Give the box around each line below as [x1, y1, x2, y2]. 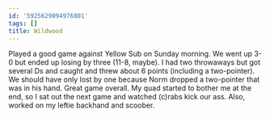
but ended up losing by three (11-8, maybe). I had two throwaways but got [15, 57, 261, 67]
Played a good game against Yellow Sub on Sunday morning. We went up [8, 49, 253, 59]
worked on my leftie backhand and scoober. [8, 100, 155, 110]
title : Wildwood [8, 27, 63, 35]
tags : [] [8, 19, 38, 27]
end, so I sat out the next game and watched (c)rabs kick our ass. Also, [8, 92, 246, 102]
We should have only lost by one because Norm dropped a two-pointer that [8, 74, 260, 85]
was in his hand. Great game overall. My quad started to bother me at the [8, 83, 252, 93]
